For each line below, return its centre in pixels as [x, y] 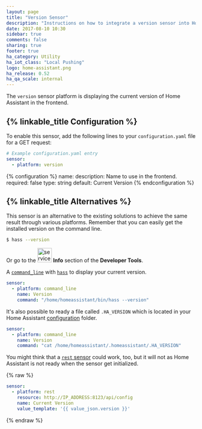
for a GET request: [29, 142]
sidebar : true [24, 34]
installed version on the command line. [54, 229]
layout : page [23, 12]
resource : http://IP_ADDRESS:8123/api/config [75, 398]
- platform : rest [33, 392]
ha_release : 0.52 [28, 74]
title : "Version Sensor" [37, 17]
